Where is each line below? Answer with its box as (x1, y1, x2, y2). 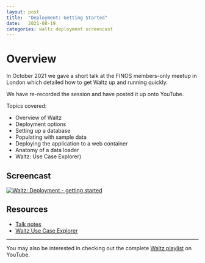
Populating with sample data (15, 133, 87, 141)
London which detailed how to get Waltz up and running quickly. (6, 79, 168, 86)
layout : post (6, 9, 40, 15)
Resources (6, 205, 48, 215)
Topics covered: (6, 102, 47, 110)
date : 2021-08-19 (6, 20, 56, 26)
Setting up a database (15, 127, 71, 135)
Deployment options (15, 121, 67, 128)
